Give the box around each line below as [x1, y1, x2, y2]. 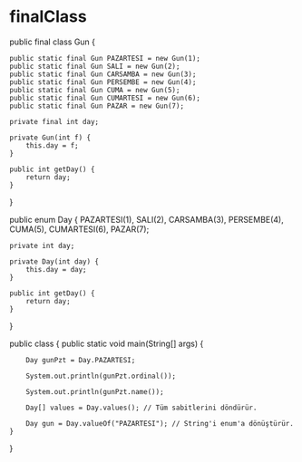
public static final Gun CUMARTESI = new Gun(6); [9, 93, 201, 102]
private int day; [9, 241, 75, 250]
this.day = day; [25, 265, 88, 274]
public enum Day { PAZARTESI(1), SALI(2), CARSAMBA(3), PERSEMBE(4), [9, 214, 284, 225]
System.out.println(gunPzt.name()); [25, 387, 165, 396]
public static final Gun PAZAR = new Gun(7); [9, 101, 184, 111]
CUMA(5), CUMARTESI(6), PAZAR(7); [9, 224, 150, 235]
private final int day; [9, 117, 100, 126]
